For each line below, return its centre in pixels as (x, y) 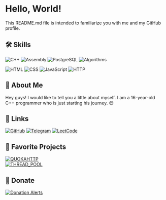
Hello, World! (34, 9)
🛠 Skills (18, 45)
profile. (13, 28)
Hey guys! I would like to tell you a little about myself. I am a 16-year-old (80, 97)
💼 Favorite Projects (36, 147)
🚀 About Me (24, 85)
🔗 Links (17, 119)
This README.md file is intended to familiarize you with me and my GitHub (83, 23)
